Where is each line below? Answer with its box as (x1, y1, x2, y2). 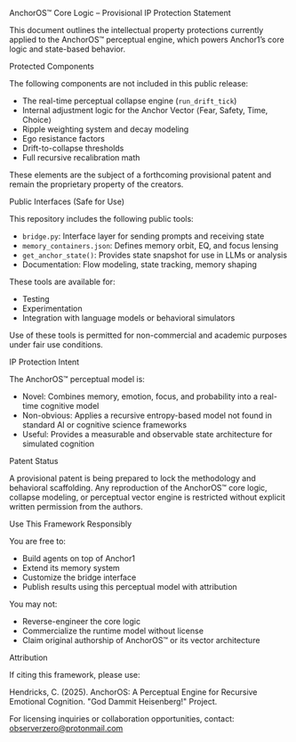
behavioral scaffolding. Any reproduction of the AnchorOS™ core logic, (9, 483, 268, 493)
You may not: (9, 599, 58, 609)
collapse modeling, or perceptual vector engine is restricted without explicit (9, 492, 286, 502)
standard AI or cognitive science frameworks (21, 420, 188, 430)
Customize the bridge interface (21, 572, 137, 583)
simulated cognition (21, 438, 95, 449)
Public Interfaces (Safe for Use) (9, 196, 125, 207)
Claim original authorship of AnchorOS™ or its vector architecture (21, 635, 260, 645)
